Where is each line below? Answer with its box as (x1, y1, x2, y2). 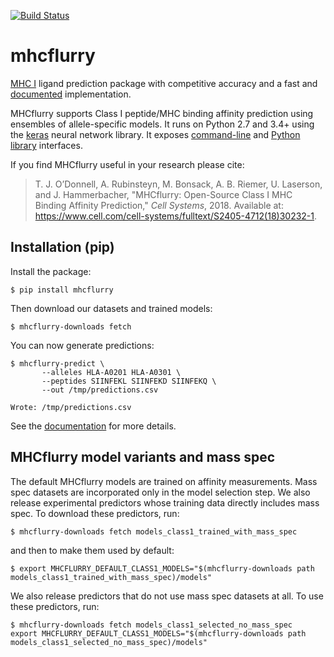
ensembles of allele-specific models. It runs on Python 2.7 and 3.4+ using (10, 118, 315, 130)
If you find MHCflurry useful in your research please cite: (10, 158, 245, 170)
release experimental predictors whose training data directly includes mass (10, 496, 320, 509)
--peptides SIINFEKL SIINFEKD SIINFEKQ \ (41, 376, 217, 386)
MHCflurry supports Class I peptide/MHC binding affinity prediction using (10, 107, 314, 119)
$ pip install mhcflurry (10, 285, 114, 295)
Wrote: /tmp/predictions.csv (10, 402, 132, 412)
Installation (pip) (10, 239, 115, 256)
